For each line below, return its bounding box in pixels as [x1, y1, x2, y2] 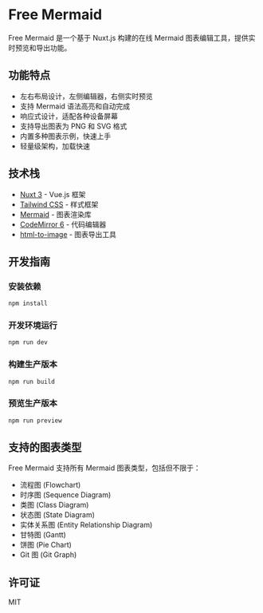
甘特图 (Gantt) [19, 530, 66, 540]
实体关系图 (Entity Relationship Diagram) [19, 520, 153, 530]
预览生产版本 [8, 397, 58, 409]
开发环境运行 [8, 320, 58, 331]
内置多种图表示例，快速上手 [19, 131, 112, 140]
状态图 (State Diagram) [19, 510, 96, 520]
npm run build [8, 378, 56, 386]
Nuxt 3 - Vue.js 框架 [19, 189, 86, 199]
